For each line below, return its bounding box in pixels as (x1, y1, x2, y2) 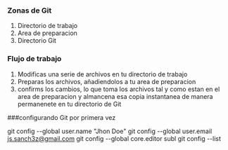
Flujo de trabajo (7, 54, 62, 64)
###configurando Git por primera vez (7, 113, 116, 121)
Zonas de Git (7, 6, 52, 15)
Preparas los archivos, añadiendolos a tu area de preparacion (17, 77, 196, 86)
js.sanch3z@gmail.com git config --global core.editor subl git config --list (7, 134, 222, 142)
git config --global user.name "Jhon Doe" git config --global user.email (7, 127, 213, 135)
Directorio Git (17, 36, 56, 45)
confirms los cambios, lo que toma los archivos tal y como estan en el (17, 85, 220, 93)
